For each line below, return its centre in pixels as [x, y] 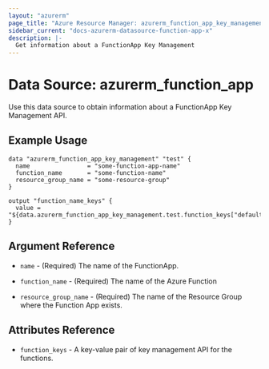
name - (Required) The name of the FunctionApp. [99, 265]
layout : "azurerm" [39, 16]
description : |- [35, 38]
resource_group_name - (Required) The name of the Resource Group [131, 296]
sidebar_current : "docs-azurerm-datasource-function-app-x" [111, 30]
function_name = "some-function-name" [91, 173]
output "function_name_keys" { [60, 200]
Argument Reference [62, 246]
